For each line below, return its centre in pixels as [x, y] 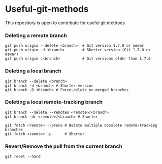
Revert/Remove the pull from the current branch [64, 146]
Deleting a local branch [33, 71]
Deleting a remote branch [36, 35]
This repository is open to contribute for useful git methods [65, 23]
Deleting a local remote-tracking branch [54, 102]
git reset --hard [23, 157]
